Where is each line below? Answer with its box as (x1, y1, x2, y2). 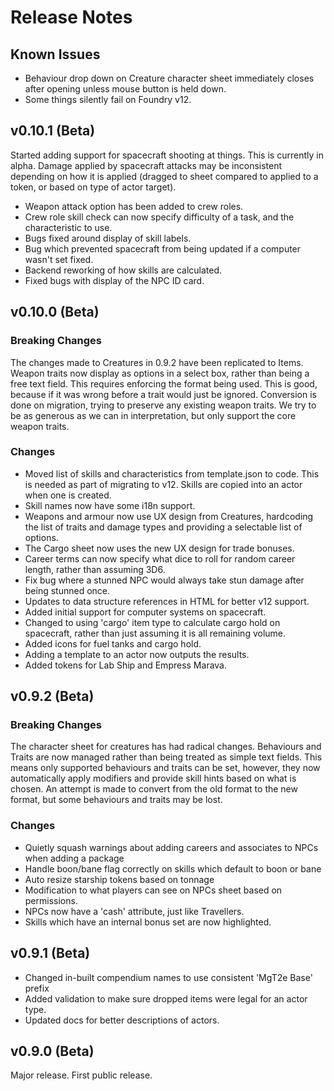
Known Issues (10, 46, 101, 63)
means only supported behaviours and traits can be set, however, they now (10, 762, 321, 774)
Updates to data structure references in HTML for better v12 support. (24, 595, 310, 607)
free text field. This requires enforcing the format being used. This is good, (10, 377, 318, 390)
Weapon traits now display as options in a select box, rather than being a (10, 367, 310, 379)
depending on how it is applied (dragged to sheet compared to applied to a (10, 170, 319, 182)
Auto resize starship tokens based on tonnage (24, 873, 215, 885)
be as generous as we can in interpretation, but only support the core (10, 409, 297, 421)
